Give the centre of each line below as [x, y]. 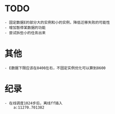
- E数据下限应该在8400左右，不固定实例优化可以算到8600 [55, 68]
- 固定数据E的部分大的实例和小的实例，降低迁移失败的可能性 [57, 23]
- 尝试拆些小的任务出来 [25, 33]
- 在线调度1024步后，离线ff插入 [34, 103]
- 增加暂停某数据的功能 [25, 27]
